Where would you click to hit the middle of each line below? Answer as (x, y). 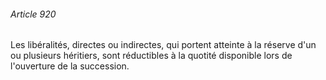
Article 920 (33, 14)
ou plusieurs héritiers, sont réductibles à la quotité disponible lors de (151, 56)
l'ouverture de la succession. (70, 66)
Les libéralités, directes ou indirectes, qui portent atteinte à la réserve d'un (163, 45)
